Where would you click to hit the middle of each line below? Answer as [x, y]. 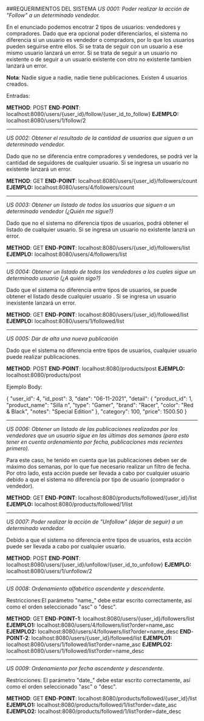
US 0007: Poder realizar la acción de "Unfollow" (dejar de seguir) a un [95, 522]
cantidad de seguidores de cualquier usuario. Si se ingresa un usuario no [98, 163]
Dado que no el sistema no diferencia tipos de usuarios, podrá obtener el [97, 223]
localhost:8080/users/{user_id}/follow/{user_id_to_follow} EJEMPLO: [93, 114]
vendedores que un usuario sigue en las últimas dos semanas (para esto [98, 435]
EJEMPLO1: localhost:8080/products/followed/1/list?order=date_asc [92, 705]
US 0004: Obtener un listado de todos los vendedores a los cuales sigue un [101, 272]
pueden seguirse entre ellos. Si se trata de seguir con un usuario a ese [95, 46]
